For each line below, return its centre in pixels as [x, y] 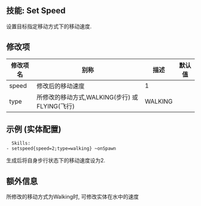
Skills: [21, 143]
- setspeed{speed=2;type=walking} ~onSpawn [61, 149]
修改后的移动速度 [61, 86]
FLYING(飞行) [56, 106]
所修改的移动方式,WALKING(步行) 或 [88, 97]
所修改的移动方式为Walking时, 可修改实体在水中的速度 [73, 197]
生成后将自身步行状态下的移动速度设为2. [56, 160]
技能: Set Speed [36, 11]
